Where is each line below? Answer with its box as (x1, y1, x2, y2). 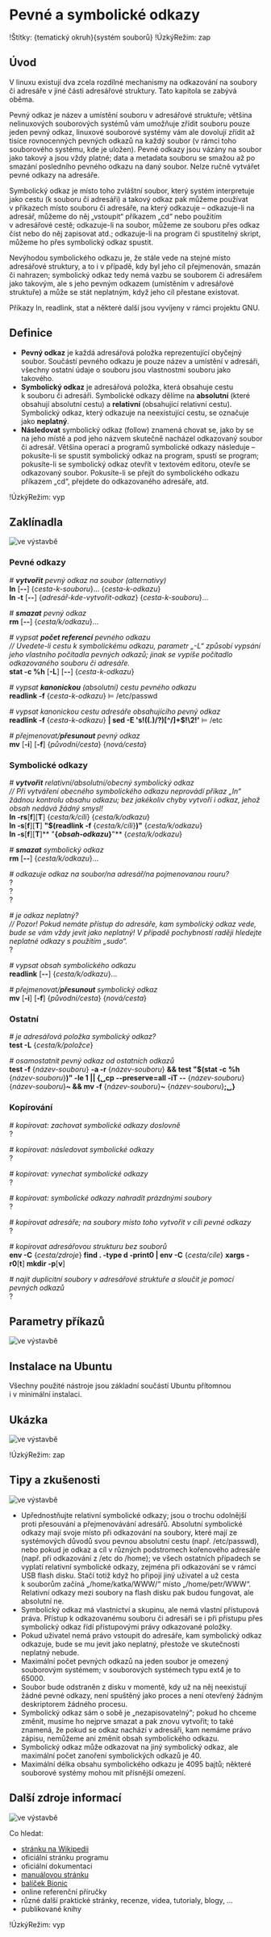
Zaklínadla (9, 515, 64, 529)
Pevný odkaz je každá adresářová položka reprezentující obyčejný (20, 347, 242, 357)
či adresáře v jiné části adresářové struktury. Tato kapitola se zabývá (9, 86, 237, 95)
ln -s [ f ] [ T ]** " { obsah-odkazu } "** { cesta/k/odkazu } (9, 829, 183, 839)
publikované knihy (20, 1904, 81, 1914)
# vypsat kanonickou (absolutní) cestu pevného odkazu (9, 682, 197, 692)
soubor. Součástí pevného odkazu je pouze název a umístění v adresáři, (20, 356, 261, 366)
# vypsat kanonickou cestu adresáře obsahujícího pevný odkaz (9, 706, 221, 716)
